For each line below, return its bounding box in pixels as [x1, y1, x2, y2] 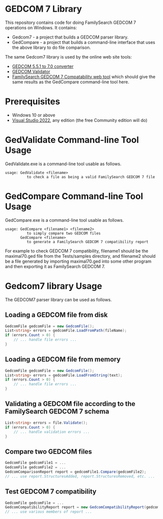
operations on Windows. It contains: [5, 24, 77, 30]
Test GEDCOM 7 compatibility [5, 487, 97, 496]
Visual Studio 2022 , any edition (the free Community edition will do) [12, 117, 148, 123]
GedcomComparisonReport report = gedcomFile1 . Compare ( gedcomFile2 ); [5, 469, 147, 474]
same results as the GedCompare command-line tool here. [12, 79, 130, 85]
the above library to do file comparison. [12, 44, 91, 50]
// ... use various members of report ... [5, 509, 92, 515]
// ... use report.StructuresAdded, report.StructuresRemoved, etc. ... [5, 474, 155, 479]
